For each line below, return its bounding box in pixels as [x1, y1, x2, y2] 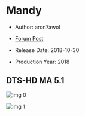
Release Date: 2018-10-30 [14, 46, 80, 54]
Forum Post [14, 35, 44, 42]
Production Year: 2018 [14, 58, 70, 65]
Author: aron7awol [14, 23, 60, 30]
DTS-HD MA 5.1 [6, 75, 65, 86]
